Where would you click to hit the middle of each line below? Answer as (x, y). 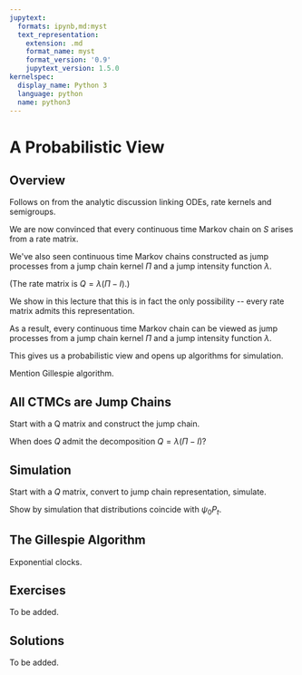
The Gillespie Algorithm (78, 540)
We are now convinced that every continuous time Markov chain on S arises (151, 230)
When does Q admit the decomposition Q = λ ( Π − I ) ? (108, 442)
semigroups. (33, 212)
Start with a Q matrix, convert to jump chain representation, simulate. (138, 492)
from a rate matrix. (44, 239)
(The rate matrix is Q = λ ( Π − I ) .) (70, 284)
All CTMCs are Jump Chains (91, 401)
